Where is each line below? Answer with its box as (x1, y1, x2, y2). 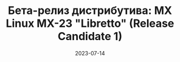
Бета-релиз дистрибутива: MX (8, 4, 172, 18)
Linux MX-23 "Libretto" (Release (5, 16, 175, 30)
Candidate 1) (57, 30, 123, 43)
